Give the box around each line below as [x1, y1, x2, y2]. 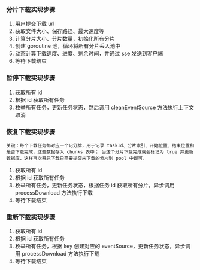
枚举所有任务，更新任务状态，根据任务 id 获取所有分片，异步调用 [14, 181, 175, 189]
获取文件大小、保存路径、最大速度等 [14, 28, 105, 35]
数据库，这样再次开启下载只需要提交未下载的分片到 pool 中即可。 [6, 155, 147, 161]
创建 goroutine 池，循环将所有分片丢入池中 [14, 43, 121, 50]
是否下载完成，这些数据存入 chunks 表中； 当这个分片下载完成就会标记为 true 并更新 [6, 148, 193, 155]
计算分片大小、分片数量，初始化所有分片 [14, 35, 115, 43]
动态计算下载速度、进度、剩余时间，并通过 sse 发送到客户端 [14, 50, 163, 57]
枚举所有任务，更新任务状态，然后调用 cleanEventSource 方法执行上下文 [14, 104, 195, 111]
